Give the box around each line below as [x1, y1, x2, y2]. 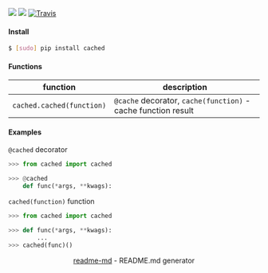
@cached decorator [8, 145, 68, 154]
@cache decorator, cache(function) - [114, 96, 251, 107]
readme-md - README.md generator [73, 255, 195, 265]
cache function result [114, 105, 194, 116]
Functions [8, 61, 42, 71]
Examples [8, 127, 42, 137]
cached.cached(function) [12, 101, 107, 111]
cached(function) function [8, 197, 95, 206]
